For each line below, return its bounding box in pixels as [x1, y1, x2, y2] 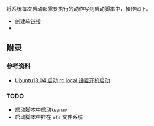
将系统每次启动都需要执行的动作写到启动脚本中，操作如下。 [6, 5, 152, 12]
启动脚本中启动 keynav [14, 106, 68, 113]
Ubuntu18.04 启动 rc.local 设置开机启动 [14, 76, 110, 84]
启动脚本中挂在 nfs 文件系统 [14, 113, 84, 120]
